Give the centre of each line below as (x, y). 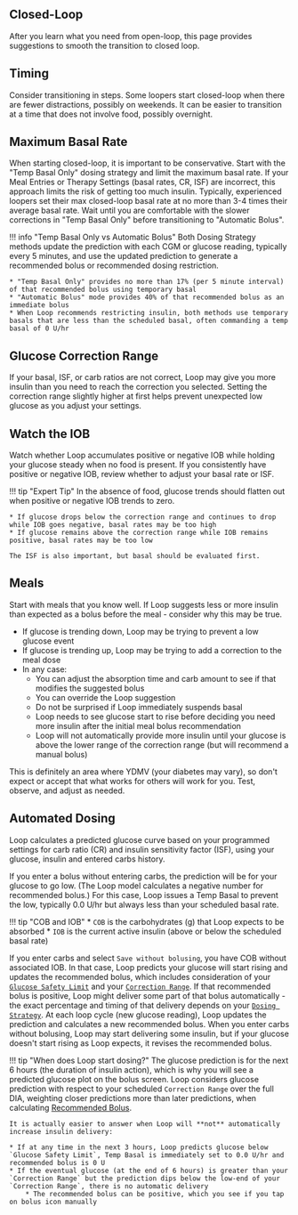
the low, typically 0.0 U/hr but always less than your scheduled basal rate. (144, 904)
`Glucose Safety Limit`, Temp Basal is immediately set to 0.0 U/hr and (147, 1155)
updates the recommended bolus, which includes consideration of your (140, 976)
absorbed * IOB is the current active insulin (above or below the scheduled (145, 931)
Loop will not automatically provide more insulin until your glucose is (161, 735)
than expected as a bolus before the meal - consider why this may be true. (146, 614)
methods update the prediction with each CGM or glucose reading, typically (148, 247)
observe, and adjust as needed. (67, 790)
